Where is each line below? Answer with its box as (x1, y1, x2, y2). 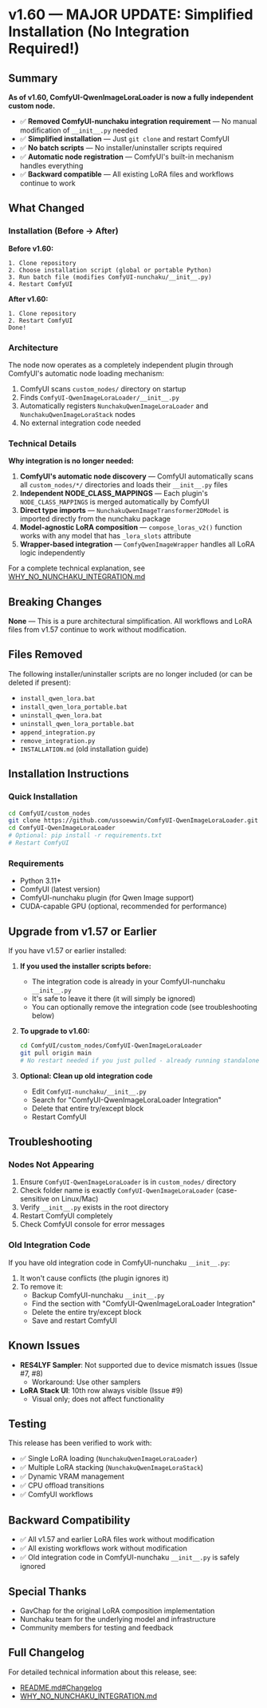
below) (31, 1011, 55, 1020)
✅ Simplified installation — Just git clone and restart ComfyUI (19, 134, 230, 143)
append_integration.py (19, 729, 96, 737)
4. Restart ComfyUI (8, 280, 73, 288)
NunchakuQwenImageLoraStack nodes (19, 409, 135, 419)
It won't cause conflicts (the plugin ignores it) (19, 1273, 169, 1283)
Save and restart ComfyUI (31, 1316, 117, 1325)
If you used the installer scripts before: (19, 961, 151, 971)
